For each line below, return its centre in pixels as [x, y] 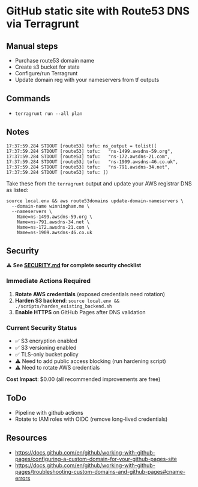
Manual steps [32, 46]
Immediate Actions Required [49, 281]
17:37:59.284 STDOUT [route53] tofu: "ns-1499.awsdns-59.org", [89, 151]
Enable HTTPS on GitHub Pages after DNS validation [80, 312]
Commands [28, 98]
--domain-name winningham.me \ [51, 206]
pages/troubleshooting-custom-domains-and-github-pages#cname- [100, 471]
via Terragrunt [43, 24]
